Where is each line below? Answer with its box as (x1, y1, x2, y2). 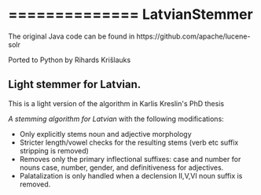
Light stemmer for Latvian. (8, 78, 142, 91)
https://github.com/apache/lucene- (136, 31, 251, 41)
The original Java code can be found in (8, 31, 135, 41)
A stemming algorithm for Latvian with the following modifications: (8, 114, 224, 123)
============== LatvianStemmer (8, 6, 253, 24)
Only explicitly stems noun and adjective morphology (19, 129, 192, 138)
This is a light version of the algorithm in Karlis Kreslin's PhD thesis (8, 98, 225, 108)
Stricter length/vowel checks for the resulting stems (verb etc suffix (19, 138, 239, 147)
